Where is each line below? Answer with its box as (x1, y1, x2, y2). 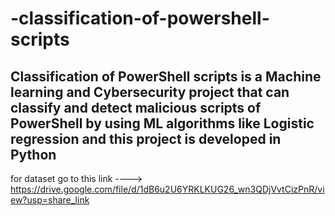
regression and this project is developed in (10, 130, 282, 147)
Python (10, 146, 57, 163)
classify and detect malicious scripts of (10, 99, 262, 116)
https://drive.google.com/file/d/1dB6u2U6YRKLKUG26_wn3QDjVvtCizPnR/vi (10, 183, 325, 195)
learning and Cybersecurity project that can (10, 83, 290, 101)
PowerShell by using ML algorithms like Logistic (10, 115, 315, 132)
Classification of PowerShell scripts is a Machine (10, 68, 322, 85)
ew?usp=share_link (10, 194, 90, 206)
